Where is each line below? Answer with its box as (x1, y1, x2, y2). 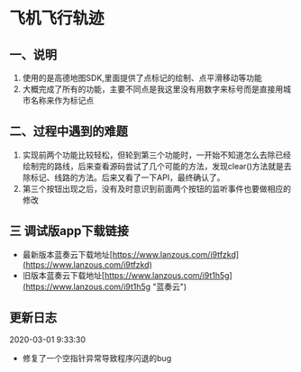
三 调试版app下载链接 (9, 223, 129, 239)
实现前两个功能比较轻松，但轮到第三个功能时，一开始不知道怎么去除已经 (22, 150, 291, 160)
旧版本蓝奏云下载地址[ (22, 269, 105, 280)
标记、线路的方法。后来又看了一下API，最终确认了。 (30, 172, 225, 183)
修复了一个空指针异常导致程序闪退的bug (22, 353, 172, 364)
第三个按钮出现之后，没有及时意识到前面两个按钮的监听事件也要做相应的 (22, 183, 291, 194)
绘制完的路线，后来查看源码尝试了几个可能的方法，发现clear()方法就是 (22, 160, 284, 171)
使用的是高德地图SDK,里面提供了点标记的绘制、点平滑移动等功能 (22, 73, 263, 83)
